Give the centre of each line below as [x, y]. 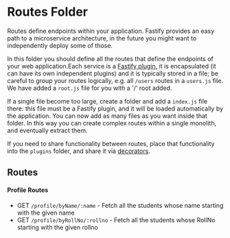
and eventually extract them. [47, 130]
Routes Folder [47, 12]
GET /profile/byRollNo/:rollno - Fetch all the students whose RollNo [116, 219]
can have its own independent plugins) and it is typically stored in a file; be [113, 73]
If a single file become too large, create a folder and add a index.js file [107, 101]
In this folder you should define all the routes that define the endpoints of [111, 58]
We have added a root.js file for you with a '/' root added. [90, 88]
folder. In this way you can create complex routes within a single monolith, [112, 123]
